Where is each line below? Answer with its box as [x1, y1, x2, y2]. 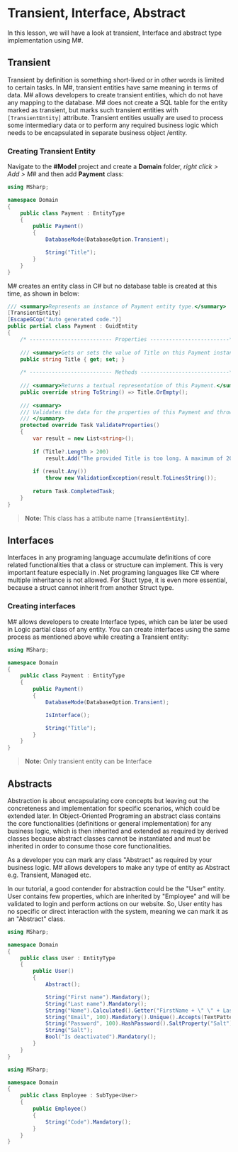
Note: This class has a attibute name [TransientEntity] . [24, 514, 190, 522]
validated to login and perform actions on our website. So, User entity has [7, 899, 223, 908]
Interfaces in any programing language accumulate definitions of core [7, 553, 211, 562]
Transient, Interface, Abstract [7, 5, 186, 21]
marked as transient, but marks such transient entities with [7, 105, 178, 114]
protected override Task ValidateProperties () [20, 421, 160, 429]
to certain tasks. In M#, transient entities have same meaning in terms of [7, 83, 218, 92]
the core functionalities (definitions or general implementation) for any [7, 819, 212, 827]
